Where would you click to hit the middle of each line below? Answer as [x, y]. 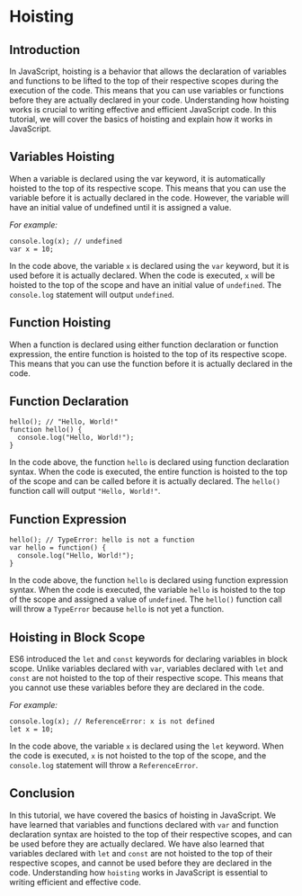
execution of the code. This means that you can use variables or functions [147, 90]
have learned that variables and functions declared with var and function [144, 824]
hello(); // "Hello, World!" [64, 422]
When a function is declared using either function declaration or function [144, 345]
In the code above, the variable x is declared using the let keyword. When [147, 746]
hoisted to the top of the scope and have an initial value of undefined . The [145, 284]
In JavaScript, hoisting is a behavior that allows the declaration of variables [148, 71]
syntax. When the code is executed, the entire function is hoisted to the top [148, 472]
